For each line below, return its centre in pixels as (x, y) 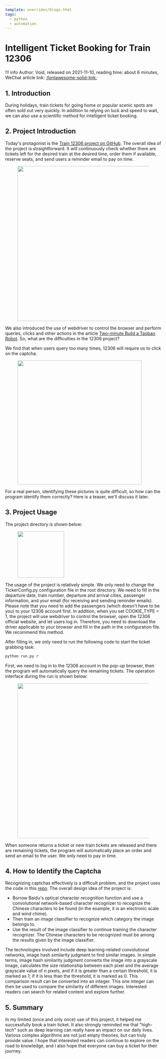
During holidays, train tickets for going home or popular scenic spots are (79, 105)
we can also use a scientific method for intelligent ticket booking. (71, 116)
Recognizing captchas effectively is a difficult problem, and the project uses (83, 883)
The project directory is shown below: (44, 524)
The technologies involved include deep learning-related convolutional (77, 950)
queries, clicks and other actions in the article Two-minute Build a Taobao (80, 333)
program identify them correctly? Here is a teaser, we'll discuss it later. (77, 497)
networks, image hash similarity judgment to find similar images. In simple (81, 955)
